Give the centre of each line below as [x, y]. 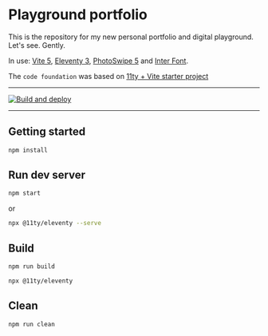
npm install [28, 150]
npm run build [32, 267]
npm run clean [32, 324]
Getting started [47, 132]
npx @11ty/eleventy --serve [55, 223]
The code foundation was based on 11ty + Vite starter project [108, 76]
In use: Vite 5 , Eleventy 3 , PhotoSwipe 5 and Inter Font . [99, 61]
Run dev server [47, 175]
